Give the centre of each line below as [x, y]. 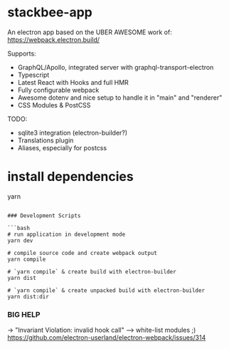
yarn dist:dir [28, 296]
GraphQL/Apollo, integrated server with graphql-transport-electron [116, 67]
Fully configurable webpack [58, 90]
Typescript [33, 75]
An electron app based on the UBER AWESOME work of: [90, 32]
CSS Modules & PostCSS [54, 105]
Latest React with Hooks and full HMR [73, 82]
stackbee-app [50, 12]
